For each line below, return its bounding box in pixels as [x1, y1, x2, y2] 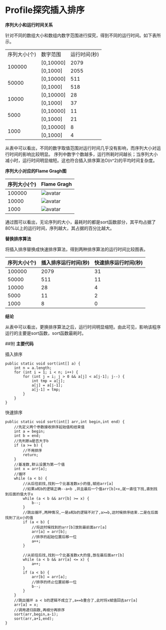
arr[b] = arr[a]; [31, 574, 68, 579]
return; [23, 452, 39, 457]
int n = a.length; [14, 365, 52, 370]
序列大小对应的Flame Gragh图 [5, 168, 67, 174]
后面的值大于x [8, 491, 34, 497]
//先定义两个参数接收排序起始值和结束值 [14, 424, 85, 429]
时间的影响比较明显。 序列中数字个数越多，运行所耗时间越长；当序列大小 [9, 151, 158, 157]
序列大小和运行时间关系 [5, 22, 53, 28]
